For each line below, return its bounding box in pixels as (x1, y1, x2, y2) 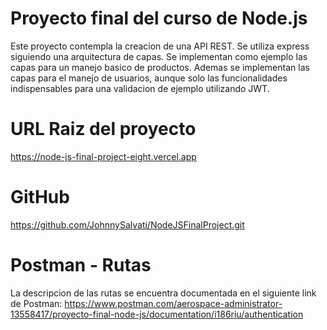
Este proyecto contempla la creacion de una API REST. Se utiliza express (10, 40, 310, 52)
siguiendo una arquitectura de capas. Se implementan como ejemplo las (10, 50, 308, 62)
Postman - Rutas (10, 254, 152, 276)
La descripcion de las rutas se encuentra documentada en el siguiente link (10, 287, 317, 299)
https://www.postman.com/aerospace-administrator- (64, 297, 283, 309)
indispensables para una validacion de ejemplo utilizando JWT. (10, 82, 270, 94)
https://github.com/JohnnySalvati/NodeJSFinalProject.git (10, 218, 245, 231)
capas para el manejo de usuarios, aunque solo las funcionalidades (10, 72, 288, 84)
